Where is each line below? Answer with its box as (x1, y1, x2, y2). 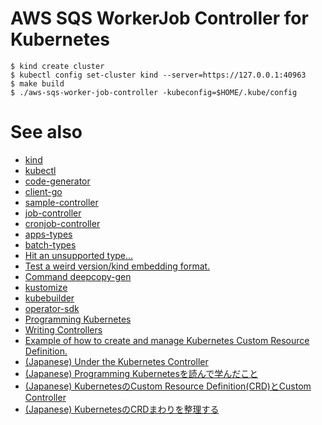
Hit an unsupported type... (24, 249, 134, 261)
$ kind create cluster (10, 61, 105, 71)
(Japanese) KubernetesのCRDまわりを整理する (24, 403, 220, 415)
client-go (24, 185, 63, 197)
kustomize (24, 281, 68, 293)
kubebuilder (24, 292, 75, 304)
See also (10, 121, 83, 144)
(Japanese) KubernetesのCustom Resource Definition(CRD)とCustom (24, 380, 312, 392)
